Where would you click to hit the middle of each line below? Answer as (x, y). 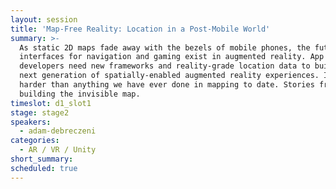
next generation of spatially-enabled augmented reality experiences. (169, 76)
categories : (35, 141)
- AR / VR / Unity (58, 150)
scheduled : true (44, 168)
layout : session (44, 19)
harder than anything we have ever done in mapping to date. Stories (167, 85)
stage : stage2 (40, 112)
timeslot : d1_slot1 (51, 103)
